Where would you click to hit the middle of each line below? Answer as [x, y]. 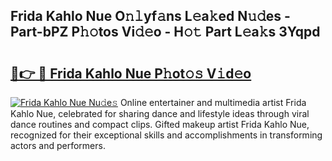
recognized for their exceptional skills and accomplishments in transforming [166, 135]
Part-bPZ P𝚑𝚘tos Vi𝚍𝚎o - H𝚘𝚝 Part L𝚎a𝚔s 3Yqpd [165, 32]
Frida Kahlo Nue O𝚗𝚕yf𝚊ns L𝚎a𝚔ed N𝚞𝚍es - [150, 16]
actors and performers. [58, 145]
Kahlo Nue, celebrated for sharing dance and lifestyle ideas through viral [160, 113]
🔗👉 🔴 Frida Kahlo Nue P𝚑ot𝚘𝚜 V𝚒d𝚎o [131, 73]
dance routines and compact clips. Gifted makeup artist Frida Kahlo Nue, [160, 124]
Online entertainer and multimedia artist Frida [213, 102]
